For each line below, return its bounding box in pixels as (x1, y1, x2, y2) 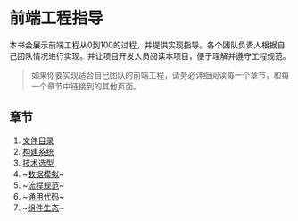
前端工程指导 (9, 8, 104, 29)
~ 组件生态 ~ (21, 202, 65, 213)
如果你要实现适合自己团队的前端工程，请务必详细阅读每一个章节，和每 (30, 69, 290, 81)
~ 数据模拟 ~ (21, 168, 65, 179)
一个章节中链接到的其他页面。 (30, 81, 141, 91)
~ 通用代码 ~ (21, 191, 65, 201)
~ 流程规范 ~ (21, 180, 65, 191)
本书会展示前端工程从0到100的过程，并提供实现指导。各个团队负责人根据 (9, 39, 278, 50)
